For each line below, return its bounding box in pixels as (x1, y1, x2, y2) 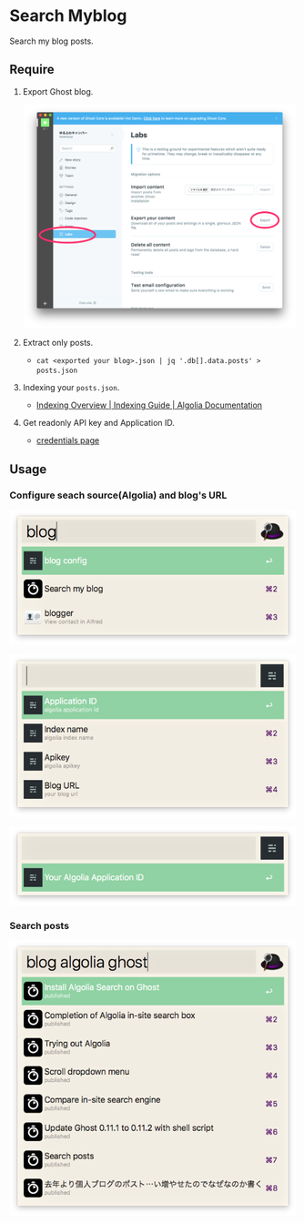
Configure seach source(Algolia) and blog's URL (9, 489, 228, 501)
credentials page (35, 435, 100, 446)
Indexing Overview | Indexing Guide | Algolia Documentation (35, 399, 262, 410)
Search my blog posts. (9, 35, 94, 46)
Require (9, 62, 55, 77)
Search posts (9, 919, 70, 932)
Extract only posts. (22, 338, 94, 349)
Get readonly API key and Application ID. (22, 418, 176, 429)
